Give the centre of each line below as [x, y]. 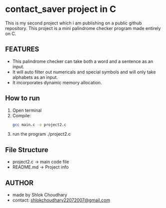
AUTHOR [19, 183]
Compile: [22, 115]
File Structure [27, 150]
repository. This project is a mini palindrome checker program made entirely [83, 28]
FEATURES [22, 49]
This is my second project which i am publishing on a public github [74, 23]
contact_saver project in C [61, 9]
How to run [23, 98]
